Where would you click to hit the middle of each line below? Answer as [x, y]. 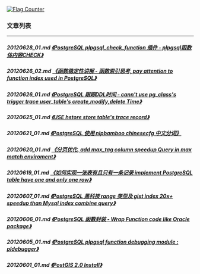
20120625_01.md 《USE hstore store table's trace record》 [78, 117]
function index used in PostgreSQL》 [52, 78]
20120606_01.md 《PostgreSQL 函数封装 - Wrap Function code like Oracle [99, 219]
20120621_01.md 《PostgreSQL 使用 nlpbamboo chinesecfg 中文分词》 [94, 133]
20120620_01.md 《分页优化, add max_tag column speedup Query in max [99, 150]
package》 [19, 226]
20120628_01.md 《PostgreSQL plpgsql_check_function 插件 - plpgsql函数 [99, 47]
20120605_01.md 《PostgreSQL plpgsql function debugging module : [93, 242]
